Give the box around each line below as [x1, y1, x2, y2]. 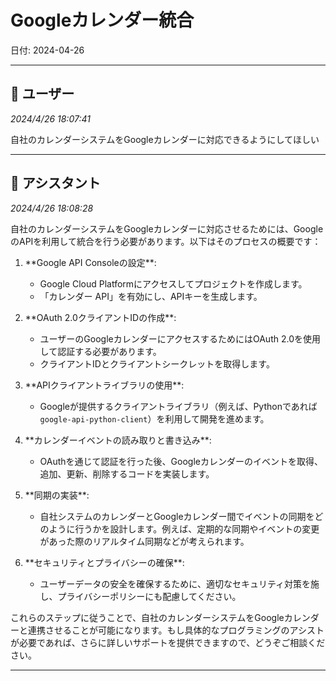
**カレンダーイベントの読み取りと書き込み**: [24, 434, 212, 446]
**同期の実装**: [24, 489, 90, 501]
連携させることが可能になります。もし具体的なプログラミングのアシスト [27, 624, 325, 636]
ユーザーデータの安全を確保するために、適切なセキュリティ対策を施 [39, 577, 320, 590]
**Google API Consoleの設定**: [24, 256, 157, 268]
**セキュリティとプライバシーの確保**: [24, 556, 185, 568]
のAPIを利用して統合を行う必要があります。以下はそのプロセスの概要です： [10, 235, 322, 247]
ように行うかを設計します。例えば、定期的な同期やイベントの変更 [48, 522, 320, 535]
